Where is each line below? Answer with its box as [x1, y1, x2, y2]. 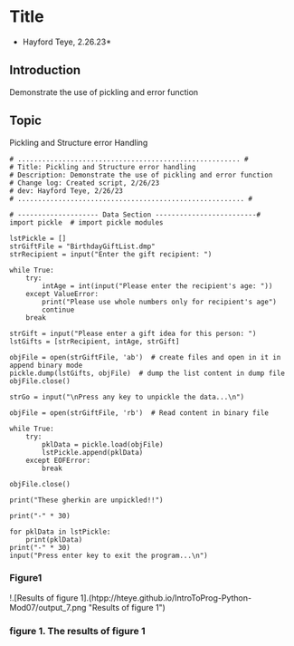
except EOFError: [25, 456, 91, 465]
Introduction [9, 63, 81, 78]
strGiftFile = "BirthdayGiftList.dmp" [9, 242, 156, 251]
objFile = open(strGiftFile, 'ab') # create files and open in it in [9, 352, 281, 362]
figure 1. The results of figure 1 [9, 624, 146, 637]
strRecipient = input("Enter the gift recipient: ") [9, 249, 213, 259]
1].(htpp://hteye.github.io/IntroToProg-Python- [80, 592, 251, 603]
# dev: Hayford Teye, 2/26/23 [9, 186, 124, 196]
